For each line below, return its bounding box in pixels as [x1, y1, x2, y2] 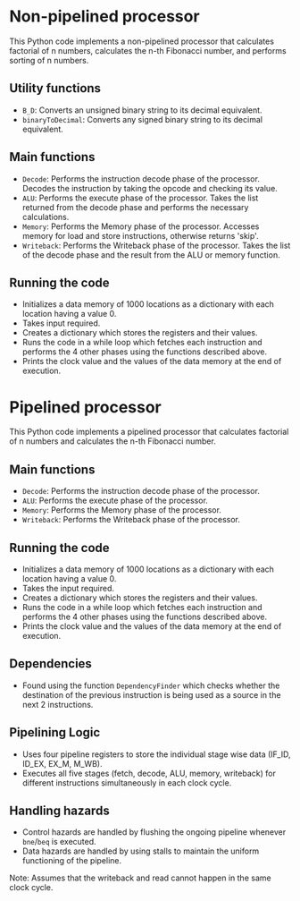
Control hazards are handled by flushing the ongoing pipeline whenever [21, 827, 287, 837]
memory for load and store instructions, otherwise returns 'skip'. [21, 230, 259, 241]
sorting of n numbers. [9, 55, 89, 65]
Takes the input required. [21, 582, 114, 593]
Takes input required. [21, 318, 101, 328]
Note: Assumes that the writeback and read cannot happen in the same [9, 872, 271, 883]
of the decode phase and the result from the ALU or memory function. [21, 249, 280, 260]
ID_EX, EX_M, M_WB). [21, 758, 103, 769]
